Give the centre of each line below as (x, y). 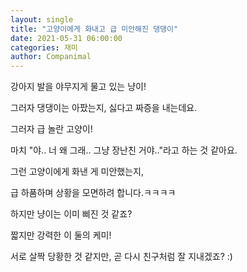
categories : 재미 (44, 47)
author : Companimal (51, 57)
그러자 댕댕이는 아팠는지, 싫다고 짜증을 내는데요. (104, 108)
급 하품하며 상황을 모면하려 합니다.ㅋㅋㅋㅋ (93, 193)
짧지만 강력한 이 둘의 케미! (61, 235)
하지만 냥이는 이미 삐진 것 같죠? (71, 214)
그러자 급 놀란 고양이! (51, 129)
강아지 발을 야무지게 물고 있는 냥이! (78, 87)
